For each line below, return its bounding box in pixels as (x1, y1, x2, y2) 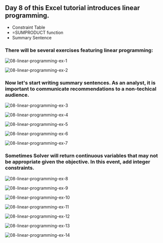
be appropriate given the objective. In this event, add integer (5, 158, 150, 165)
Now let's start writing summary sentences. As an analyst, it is (5, 80, 156, 87)
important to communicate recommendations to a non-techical (5, 86, 157, 92)
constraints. (5, 165, 35, 172)
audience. (5, 92, 30, 99)
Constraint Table (12, 24, 45, 30)
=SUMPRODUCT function (12, 29, 64, 35)
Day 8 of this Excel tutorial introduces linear (5, 4, 140, 12)
